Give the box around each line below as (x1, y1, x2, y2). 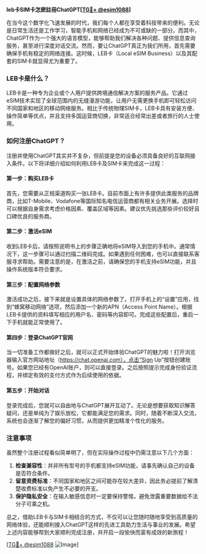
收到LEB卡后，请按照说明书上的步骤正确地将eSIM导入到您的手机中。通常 (6, 242, 191, 250)
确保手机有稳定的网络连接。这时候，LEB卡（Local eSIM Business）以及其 (6, 50, 193, 57)
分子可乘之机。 (15, 500, 53, 507)
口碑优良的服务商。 (6, 212, 55, 220)
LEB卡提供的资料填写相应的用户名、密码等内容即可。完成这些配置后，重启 (6, 311, 194, 318)
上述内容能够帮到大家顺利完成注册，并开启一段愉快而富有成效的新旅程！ (6, 528, 189, 536)
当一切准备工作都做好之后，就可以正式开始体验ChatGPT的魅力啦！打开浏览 (6, 348, 196, 356)
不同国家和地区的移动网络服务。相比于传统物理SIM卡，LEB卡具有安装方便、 (6, 104, 198, 112)
